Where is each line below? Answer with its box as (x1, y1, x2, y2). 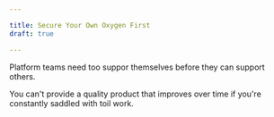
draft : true (9, 29, 54, 38)
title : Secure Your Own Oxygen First (9, 21, 151, 29)
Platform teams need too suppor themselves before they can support (9, 62, 265, 72)
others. (9, 71, 36, 81)
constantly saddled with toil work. (9, 97, 135, 108)
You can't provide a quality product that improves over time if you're (9, 88, 262, 99)
